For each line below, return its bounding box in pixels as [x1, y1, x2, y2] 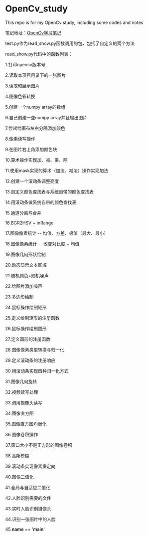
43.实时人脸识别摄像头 [5, 506, 51, 512]
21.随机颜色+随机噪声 [5, 272, 49, 278]
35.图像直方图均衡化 [5, 421, 47, 427]
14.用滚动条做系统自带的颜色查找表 [5, 199, 77, 205]
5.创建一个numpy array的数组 [5, 104, 66, 110]
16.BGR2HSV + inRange [5, 220, 54, 226]
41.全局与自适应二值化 [5, 484, 51, 490]
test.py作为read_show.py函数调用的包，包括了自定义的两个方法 [5, 40, 135, 46]
